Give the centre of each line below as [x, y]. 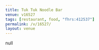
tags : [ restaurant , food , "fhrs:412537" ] [50, 19]
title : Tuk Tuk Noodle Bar [34, 10]
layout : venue [20, 29]
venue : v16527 [20, 15]
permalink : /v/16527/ [28, 24]
